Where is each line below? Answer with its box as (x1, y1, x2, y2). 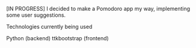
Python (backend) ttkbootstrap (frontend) (6, 35, 109, 41)
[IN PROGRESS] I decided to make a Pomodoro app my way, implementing (6, 5, 191, 12)
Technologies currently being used (6, 23, 93, 30)
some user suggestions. (6, 11, 66, 19)
